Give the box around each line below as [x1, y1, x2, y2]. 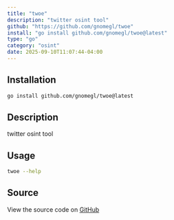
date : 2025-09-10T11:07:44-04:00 [7, 49, 103, 56]
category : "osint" [7, 42, 60, 49]
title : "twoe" [7, 10, 48, 17]
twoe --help [7, 168, 41, 175]
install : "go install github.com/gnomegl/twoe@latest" [7, 29, 168, 37]
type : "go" [7, 36, 39, 43]
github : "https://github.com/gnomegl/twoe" [7, 23, 134, 30]
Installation [7, 74, 56, 86]
